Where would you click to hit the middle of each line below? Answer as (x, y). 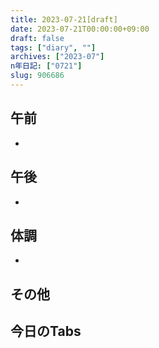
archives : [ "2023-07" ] (57, 57)
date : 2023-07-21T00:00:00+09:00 (80, 29)
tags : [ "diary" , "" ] (53, 47)
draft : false (37, 38)
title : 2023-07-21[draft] (64, 19)
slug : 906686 (37, 76)
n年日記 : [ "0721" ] (46, 66)
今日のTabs (46, 331)
